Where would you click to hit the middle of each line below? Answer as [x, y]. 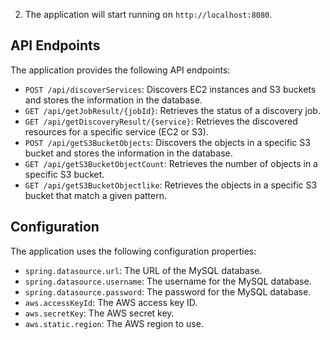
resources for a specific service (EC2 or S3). [116, 131]
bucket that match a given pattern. [96, 195]
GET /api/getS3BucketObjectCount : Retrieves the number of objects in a [171, 163]
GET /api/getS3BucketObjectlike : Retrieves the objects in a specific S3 [171, 185]
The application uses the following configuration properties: [133, 251]
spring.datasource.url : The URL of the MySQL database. [143, 270]
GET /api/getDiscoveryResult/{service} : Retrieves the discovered [161, 121]
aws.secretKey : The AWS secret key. [99, 313]
